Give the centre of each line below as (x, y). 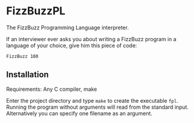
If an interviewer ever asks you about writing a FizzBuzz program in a (91, 39)
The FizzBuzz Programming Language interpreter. (68, 27)
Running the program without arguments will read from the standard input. (98, 107)
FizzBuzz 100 (22, 56)
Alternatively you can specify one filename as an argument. (79, 113)
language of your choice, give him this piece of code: (72, 45)
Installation (27, 75)
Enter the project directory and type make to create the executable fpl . (92, 100)
